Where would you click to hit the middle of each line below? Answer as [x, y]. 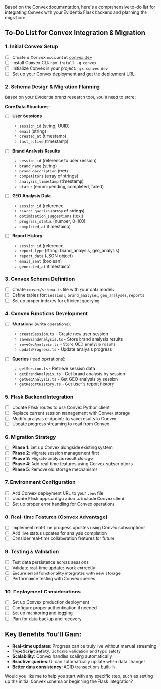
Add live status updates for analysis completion [59, 533]
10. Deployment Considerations [43, 592]
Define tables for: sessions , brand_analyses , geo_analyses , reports [78, 295]
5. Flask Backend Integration [39, 397]
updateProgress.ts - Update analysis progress [65, 349]
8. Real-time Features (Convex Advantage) [56, 517]
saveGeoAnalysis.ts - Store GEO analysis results [67, 344]
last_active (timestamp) [44, 141]
